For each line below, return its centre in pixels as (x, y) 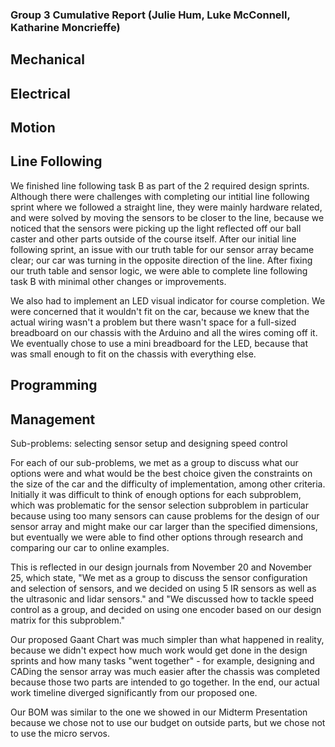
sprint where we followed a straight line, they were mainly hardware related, (166, 207)
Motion (33, 128)
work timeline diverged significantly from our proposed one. (134, 693)
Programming (54, 385)
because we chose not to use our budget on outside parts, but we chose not (168, 723)
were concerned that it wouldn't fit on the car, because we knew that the (160, 311)
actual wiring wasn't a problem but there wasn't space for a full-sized (153, 322)
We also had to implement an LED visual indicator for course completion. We (168, 300)
